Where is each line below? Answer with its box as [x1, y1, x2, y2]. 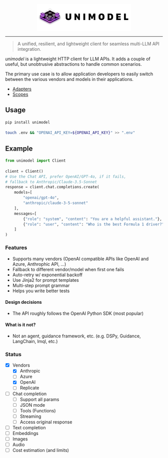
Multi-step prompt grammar [12, 282, 70, 288]
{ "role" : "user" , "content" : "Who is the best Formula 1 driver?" [23, 221, 164, 227]
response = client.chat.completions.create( [5, 185, 99, 190]
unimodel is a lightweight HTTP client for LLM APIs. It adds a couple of [5, 56, 151, 62]
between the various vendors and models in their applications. [5, 76, 134, 82]
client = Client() [5, 169, 43, 174]
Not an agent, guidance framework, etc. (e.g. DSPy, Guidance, [12, 333, 141, 339]
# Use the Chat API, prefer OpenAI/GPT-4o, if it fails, [5, 174, 126, 179]
